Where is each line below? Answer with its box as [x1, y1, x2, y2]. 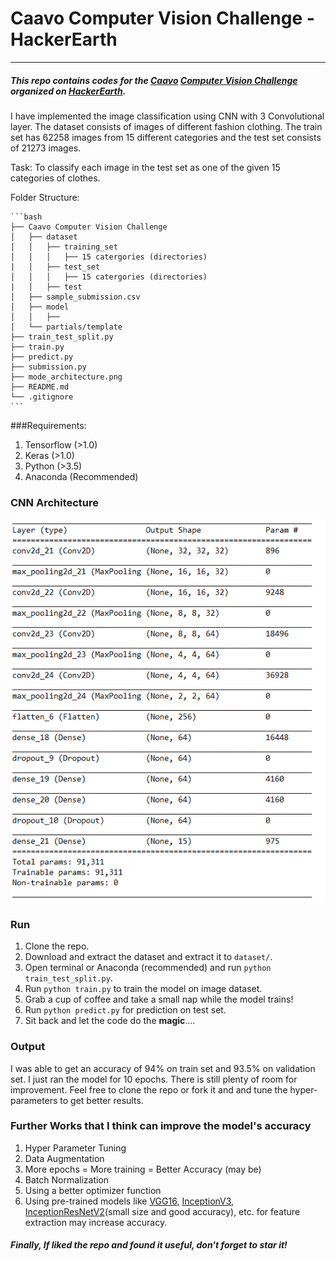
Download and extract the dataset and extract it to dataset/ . [24, 951, 273, 963]
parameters [10, 1094, 58, 1106]
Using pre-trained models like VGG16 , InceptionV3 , [24, 1195, 235, 1207]
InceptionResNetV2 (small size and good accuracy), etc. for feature [24, 1205, 301, 1217]
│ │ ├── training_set [10, 242, 118, 252]
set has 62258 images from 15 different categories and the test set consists [10, 131, 322, 143]
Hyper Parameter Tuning [24, 1142, 127, 1154]
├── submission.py [10, 362, 87, 372]
